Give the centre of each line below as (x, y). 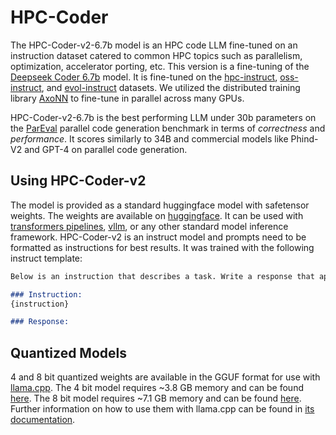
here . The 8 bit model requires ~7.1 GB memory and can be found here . (156, 398)
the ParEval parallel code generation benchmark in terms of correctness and (168, 128)
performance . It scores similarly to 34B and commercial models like (149, 138)
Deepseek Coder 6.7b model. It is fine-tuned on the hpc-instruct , (144, 77)
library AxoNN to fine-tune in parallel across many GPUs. (127, 98)
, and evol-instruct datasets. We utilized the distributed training (171, 87)
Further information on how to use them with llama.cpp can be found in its (162, 409)
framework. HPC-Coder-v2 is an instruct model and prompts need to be (158, 237)
